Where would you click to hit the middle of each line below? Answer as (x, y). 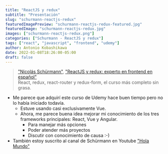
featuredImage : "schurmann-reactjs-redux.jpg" (55, 29)
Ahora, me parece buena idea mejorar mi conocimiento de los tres (90, 114)
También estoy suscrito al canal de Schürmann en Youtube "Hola (81, 141)
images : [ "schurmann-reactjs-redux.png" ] (50, 34)
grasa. (24, 88)
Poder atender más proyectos (59, 130)
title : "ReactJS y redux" (33, 10)
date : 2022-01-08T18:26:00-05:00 (41, 52)
